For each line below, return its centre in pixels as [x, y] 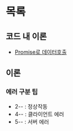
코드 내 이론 [26, 36]
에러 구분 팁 [22, 92]
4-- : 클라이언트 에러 [39, 114]
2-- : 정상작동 [31, 106]
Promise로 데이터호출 [40, 52]
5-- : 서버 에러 [32, 121]
